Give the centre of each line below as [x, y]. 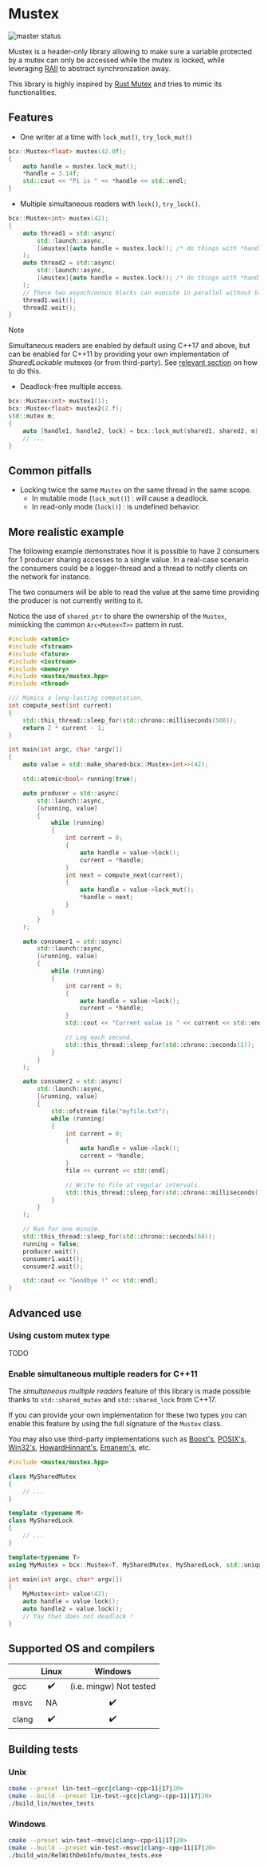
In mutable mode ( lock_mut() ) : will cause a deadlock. [120, 498]
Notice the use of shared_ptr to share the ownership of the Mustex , [118, 616]
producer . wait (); [51, 1251]
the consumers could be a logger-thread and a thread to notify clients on [128, 568]
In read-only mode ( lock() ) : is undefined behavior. [116, 507]
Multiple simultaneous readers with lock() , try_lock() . [110, 204]
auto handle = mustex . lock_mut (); [80, 166]
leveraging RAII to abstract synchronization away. [90, 68]
